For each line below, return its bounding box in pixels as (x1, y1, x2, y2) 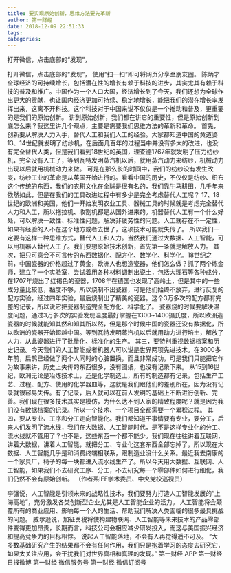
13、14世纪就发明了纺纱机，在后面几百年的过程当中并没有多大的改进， (7, 139, 207, 147)
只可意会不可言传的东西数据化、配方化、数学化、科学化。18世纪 (25, 251, 206, 259)
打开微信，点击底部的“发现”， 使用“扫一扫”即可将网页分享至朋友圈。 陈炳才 (7, 70, 220, 79)
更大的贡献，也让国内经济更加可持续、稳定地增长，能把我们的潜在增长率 (12, 96, 218, 104)
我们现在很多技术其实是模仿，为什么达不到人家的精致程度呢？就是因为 (19, 397, 218, 406)
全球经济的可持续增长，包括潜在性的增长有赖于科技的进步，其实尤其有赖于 (7, 79, 218, 87)
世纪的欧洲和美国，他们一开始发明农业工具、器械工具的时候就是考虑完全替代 (7, 199, 224, 207)
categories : (7, 36, 41, 43)
